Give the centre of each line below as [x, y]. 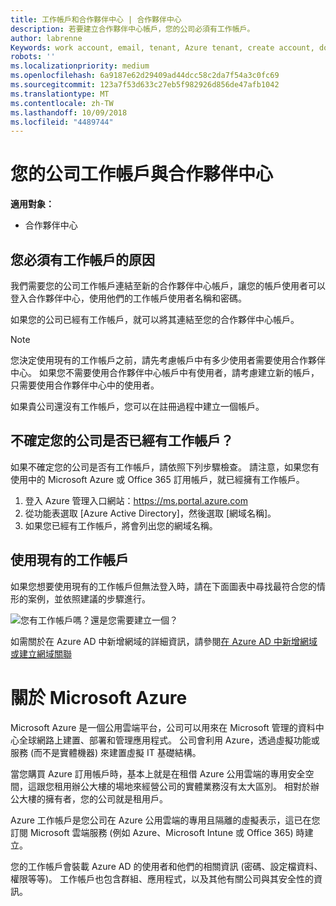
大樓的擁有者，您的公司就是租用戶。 [93, 798]
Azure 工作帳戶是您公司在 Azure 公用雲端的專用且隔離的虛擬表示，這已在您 [165, 820]
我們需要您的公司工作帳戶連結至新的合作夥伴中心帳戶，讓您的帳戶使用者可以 [168, 285]
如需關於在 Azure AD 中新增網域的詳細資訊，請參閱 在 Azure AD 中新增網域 [164, 641]
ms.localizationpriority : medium [80, 66]
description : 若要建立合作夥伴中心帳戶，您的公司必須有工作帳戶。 [132, 29]
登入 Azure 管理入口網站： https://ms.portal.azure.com [136, 500]
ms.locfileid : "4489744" [62, 122]
